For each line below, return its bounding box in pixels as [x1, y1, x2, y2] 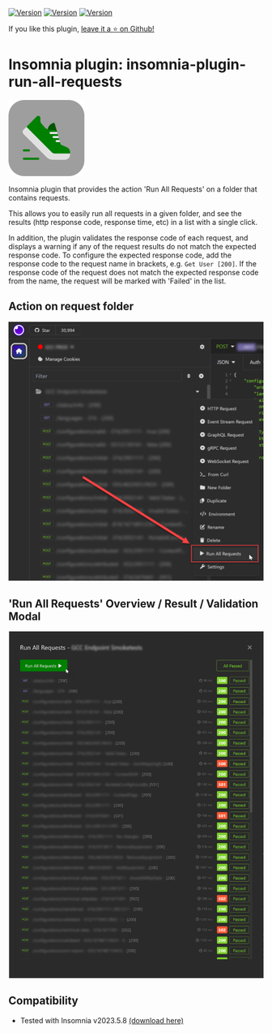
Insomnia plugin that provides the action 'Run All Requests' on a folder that [8, 184, 257, 194]
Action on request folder [8, 300, 134, 313]
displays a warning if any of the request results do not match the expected [8, 241, 257, 251]
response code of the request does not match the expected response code [8, 267, 259, 277]
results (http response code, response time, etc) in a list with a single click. [8, 217, 258, 227]
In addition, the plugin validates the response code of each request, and [8, 232, 249, 243]
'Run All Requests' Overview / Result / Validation [8, 597, 259, 611]
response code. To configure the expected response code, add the [8, 250, 232, 260]
